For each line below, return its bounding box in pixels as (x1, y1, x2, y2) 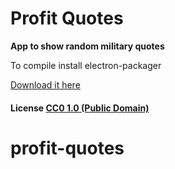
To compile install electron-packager (10, 59, 162, 71)
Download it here (10, 78, 81, 91)
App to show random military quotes (10, 40, 165, 52)
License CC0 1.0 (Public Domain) (10, 102, 150, 114)
